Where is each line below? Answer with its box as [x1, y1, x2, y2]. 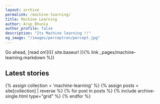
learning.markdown [5, 54, 46, 60]
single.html [5, 93, 28, 99]
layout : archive [5, 7, 39, 13]
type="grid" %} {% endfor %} [29, 93, 91, 99]
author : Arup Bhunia [5, 21, 49, 27]
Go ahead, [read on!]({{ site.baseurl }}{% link [5, 49, 99, 55]
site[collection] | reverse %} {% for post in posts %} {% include [5, 87, 137, 93]
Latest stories [5, 69, 49, 78]
